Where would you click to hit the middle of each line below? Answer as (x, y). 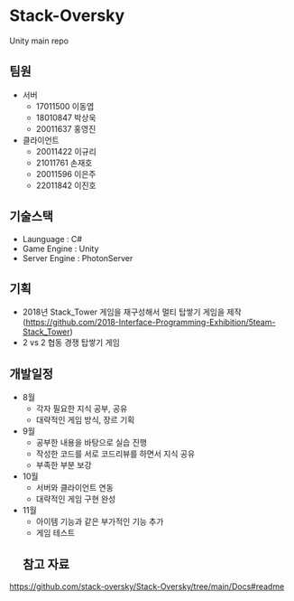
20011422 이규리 (66, 151)
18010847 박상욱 (66, 117)
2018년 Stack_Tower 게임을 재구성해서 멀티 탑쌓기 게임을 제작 (132, 312)
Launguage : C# (52, 239)
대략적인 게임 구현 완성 (76, 499)
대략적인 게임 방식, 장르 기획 (85, 420)
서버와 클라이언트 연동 (75, 488)
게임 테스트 (55, 533)
